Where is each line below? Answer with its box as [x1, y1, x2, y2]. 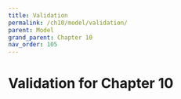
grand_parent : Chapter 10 [8, 33, 92, 42]
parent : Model [8, 26, 55, 34]
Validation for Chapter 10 [8, 75, 174, 93]
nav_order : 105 [8, 41, 58, 49]
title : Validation [8, 11, 68, 20]
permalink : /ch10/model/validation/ [8, 19, 128, 27]
